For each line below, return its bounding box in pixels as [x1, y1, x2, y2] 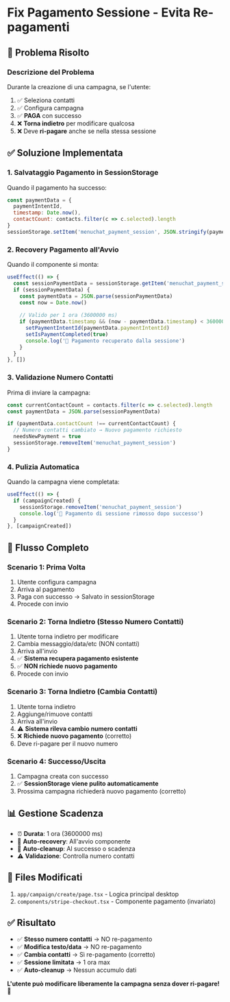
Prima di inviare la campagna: [7, 388, 91, 396]
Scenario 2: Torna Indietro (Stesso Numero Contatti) [7, 617, 184, 626]
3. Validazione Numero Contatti [7, 372, 114, 382]
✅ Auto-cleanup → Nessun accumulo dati [16, 966, 137, 975]
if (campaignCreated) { [13, 497, 81, 504]
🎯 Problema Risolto [7, 47, 90, 58]
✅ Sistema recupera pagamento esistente [16, 654, 139, 663]
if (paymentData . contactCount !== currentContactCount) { [7, 420, 176, 427]
